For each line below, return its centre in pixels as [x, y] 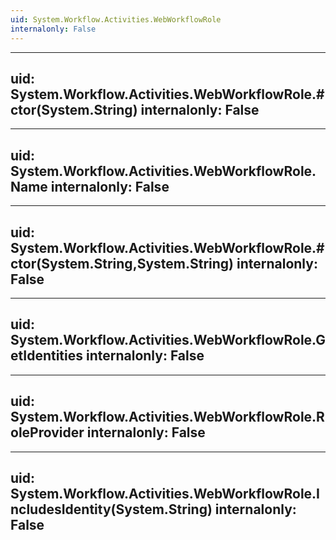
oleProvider [47, 432]
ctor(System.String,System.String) [122, 263]
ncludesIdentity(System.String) [111, 509]
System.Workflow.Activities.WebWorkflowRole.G [168, 340]
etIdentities [47, 356]
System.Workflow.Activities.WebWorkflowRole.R [167, 417]
